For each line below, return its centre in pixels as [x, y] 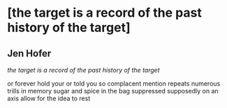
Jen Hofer [29, 53]
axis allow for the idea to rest [49, 98]
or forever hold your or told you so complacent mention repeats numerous [114, 84]
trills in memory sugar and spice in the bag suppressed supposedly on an [113, 91]
